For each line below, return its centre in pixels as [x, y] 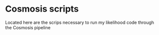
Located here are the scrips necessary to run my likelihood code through [80, 22]
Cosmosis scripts [42, 9]
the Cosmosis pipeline [28, 27]
